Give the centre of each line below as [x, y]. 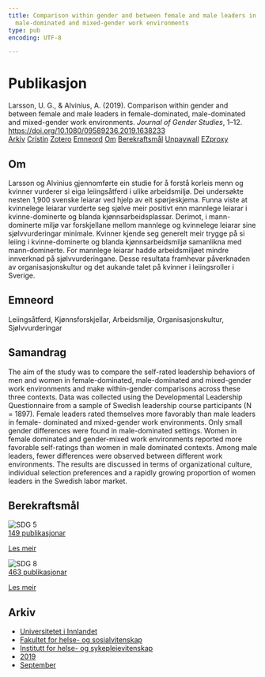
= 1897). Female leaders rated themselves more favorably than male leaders [132, 414]
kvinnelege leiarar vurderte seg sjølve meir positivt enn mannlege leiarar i [128, 208]
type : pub [25, 30]
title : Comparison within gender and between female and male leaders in [132, 15]
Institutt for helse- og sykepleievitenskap [86, 649]
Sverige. [22, 275]
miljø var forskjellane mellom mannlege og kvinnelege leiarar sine [150, 225]
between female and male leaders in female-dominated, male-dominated [127, 114]
